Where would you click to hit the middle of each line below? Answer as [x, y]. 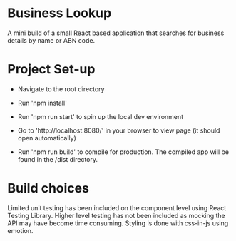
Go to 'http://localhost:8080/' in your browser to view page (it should [119, 130]
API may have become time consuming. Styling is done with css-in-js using [118, 223]
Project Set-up [51, 70]
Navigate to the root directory [61, 89]
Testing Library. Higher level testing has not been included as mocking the [117, 215]
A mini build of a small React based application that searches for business [116, 33]
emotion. [20, 230]
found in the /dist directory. [58, 159]
